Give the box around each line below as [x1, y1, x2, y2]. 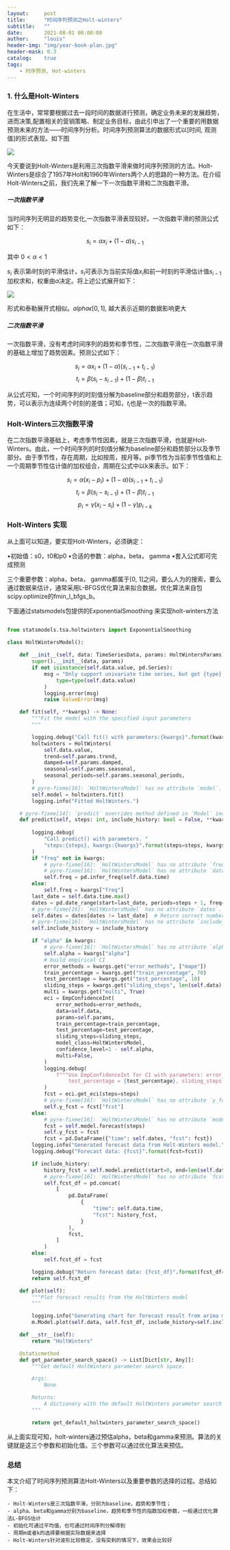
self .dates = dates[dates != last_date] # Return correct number [31, 912, 225, 919]
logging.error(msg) [43, 689, 99, 697]
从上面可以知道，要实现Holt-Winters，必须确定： [7, 537, 145, 545]
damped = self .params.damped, [43, 760, 125, 766]
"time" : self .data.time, [92, 1205, 164, 1212]
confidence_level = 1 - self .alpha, [55, 1046, 155, 1053]
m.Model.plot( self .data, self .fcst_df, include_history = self [31, 1319, 210, 1326]
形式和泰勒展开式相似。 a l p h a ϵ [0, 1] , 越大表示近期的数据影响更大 [7, 304, 187, 312]
